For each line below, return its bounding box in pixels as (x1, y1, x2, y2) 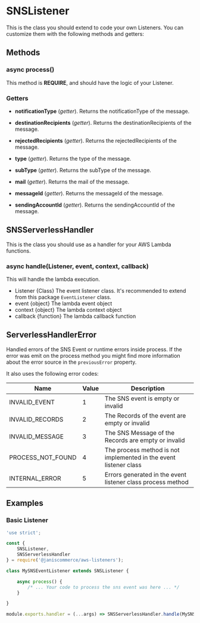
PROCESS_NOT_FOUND (9, 453, 77, 461)
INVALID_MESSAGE (9, 432, 64, 440)
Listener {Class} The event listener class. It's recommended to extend (14, 287, 186, 294)
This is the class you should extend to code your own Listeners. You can (6, 24, 184, 31)
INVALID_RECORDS (9, 415, 64, 423)
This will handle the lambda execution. (6, 276, 100, 283)
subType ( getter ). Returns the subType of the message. (14, 166, 152, 174)
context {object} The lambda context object (14, 306, 122, 314)
